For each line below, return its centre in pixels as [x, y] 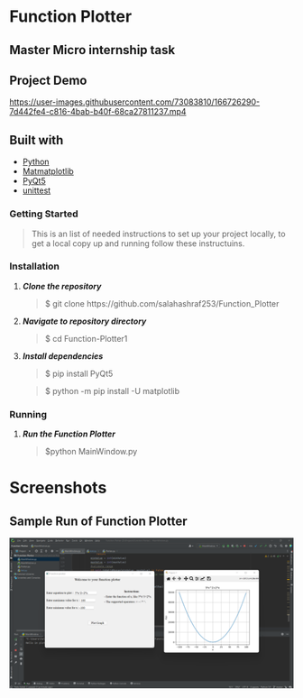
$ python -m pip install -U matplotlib [112, 390]
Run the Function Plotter [69, 434]
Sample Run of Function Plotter [98, 521]
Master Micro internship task [92, 50]
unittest [37, 190]
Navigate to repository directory [84, 321]
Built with [37, 140]
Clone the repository [62, 286]
